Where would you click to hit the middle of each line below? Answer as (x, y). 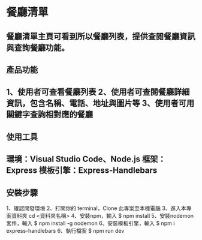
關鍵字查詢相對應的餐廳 (49, 115)
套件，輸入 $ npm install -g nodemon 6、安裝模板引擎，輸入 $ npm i (91, 223)
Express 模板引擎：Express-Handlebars (82, 171)
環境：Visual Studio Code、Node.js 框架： (86, 159)
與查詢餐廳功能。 (38, 48)
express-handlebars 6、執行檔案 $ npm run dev (65, 230)
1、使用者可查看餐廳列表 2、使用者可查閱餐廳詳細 (98, 92)
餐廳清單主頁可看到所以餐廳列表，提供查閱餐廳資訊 (101, 36)
